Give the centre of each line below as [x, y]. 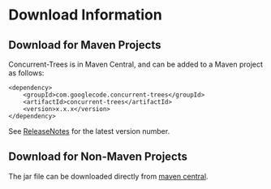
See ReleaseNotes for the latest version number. [89, 131]
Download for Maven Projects [85, 45]
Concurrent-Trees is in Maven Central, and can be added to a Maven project [136, 64]
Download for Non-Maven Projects [98, 157]
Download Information [85, 15]
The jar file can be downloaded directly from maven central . [108, 176]
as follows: [26, 73]
